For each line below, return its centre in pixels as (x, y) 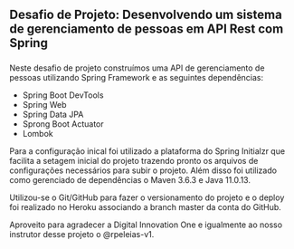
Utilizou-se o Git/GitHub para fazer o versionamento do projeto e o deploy (147, 197)
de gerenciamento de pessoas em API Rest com (147, 29)
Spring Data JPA (53, 115)
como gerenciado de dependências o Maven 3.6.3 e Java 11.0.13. (130, 180)
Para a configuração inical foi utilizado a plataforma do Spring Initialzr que (147, 151)
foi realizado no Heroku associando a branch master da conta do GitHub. (146, 207)
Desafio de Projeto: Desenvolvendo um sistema (146, 15)
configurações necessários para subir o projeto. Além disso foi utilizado (143, 170)
